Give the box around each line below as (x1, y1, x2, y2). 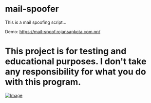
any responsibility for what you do (5, 66, 146, 77)
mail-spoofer (5, 3, 59, 15)
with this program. (5, 76, 81, 88)
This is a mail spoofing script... (5, 19, 67, 25)
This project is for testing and (5, 46, 127, 57)
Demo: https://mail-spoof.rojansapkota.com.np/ (5, 29, 101, 34)
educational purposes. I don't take (5, 56, 147, 67)
